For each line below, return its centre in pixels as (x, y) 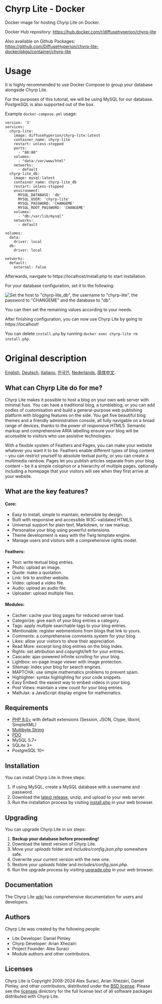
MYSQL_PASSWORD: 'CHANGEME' (46, 203)
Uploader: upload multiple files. (43, 593)
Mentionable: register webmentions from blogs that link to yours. (76, 630)
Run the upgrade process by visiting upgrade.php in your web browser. (83, 870)
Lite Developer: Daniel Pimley (41, 938)
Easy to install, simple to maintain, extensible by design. (67, 515)
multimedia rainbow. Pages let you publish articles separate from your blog (80, 460)
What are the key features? (47, 492)
